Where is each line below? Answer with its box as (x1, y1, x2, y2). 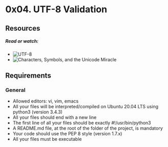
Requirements (5, 71, 51, 80)
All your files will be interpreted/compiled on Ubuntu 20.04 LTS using (12, 104, 159, 110)
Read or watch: (5, 38, 39, 44)
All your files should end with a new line (12, 114, 97, 120)
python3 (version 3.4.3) (12, 109, 63, 115)
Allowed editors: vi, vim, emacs (12, 98, 79, 104)
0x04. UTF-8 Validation (5, 4, 108, 15)
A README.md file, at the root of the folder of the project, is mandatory (12, 125, 163, 131)
